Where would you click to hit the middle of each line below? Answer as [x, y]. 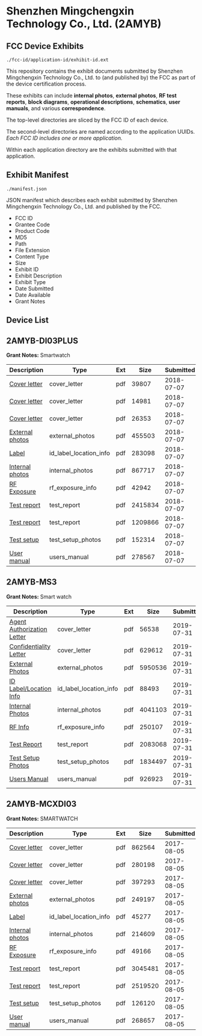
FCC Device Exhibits [45, 46]
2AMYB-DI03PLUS [42, 340]
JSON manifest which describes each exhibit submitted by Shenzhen [92, 200]
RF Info [19, 727]
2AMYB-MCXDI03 [41, 804]
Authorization [28, 629]
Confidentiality [30, 647]
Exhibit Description [38, 276]
